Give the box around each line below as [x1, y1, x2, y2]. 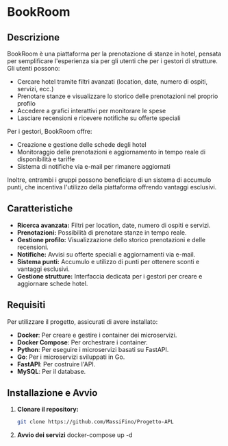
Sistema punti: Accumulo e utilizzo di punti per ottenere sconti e [16, 257, 200, 266]
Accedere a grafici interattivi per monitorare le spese [16, 107, 166, 115]
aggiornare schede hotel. [16, 279, 88, 287]
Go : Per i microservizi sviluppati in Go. [16, 353, 125, 361]
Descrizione [7, 32, 60, 43]
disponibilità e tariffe [16, 155, 75, 163]
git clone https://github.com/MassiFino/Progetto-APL [16, 419, 174, 425]
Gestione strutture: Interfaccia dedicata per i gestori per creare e [16, 272, 203, 280]
